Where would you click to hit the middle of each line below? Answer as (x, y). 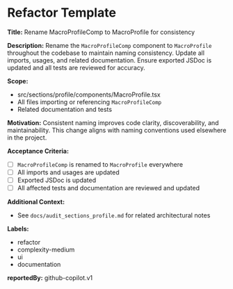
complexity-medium (46, 250)
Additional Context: (36, 202)
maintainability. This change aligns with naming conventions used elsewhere (117, 130)
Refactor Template (62, 13)
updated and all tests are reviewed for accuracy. (77, 67)
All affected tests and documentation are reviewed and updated (109, 188)
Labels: (18, 229)
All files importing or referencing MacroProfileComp (89, 101)
